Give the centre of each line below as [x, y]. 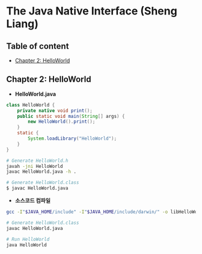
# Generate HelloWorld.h [37, 161]
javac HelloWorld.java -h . [41, 172]
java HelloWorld [26, 245]
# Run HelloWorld [28, 239]
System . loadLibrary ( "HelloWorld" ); [72, 139]
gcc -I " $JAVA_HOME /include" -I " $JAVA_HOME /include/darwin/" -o [87, 212]
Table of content [38, 46]
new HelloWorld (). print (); [62, 122]
